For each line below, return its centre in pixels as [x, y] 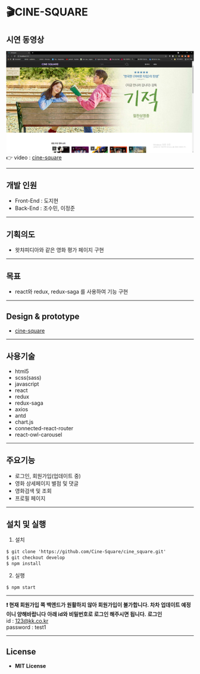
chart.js [24, 422]
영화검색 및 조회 [33, 490]
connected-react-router [44, 428]
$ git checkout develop [36, 558]
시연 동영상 [25, 40]
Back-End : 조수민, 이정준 [45, 208]
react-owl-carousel [38, 434]
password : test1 [26, 628]
